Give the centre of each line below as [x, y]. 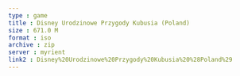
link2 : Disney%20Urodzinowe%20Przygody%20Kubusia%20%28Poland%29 [120, 60]
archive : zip [32, 45]
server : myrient [37, 52]
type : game [28, 15]
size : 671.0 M [33, 30]
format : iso [30, 38]
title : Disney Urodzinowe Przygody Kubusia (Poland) [99, 23]
